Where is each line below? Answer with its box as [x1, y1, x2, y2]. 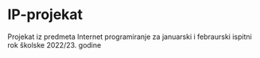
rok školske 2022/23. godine [7, 40, 102, 49]
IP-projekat [7, 6, 83, 24]
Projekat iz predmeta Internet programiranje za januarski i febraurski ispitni [7, 32, 252, 41]
